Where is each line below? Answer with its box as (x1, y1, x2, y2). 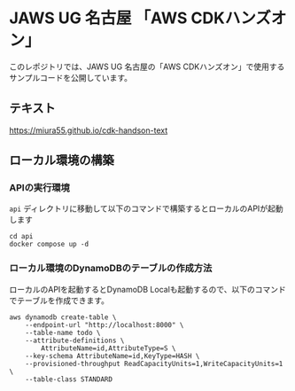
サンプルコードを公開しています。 (9, 72, 133, 82)
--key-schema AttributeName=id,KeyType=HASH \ (25, 351, 200, 360)
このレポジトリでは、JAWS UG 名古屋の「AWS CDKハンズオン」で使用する (9, 61, 285, 72)
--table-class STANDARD (25, 374, 113, 384)
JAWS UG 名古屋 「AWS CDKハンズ (9, 8, 272, 28)
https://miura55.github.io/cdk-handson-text (9, 125, 168, 136)
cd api (9, 232, 34, 241)
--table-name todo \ (25, 328, 101, 337)
